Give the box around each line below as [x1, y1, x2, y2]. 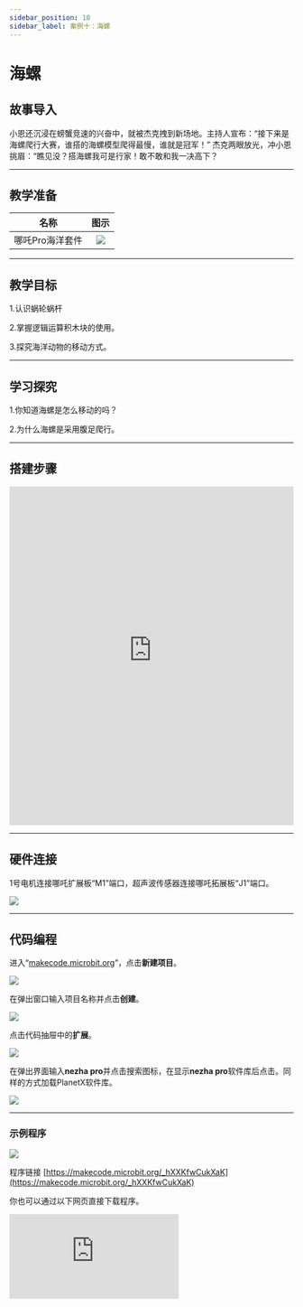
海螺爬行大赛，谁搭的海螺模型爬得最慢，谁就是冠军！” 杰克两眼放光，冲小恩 [9, 139, 292, 150]
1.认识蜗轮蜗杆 [9, 303, 63, 314]
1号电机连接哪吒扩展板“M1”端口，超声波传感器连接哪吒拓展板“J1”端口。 [9, 877, 274, 888]
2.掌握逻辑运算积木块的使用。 [9, 322, 120, 333]
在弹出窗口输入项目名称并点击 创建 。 [9, 994, 144, 1004]
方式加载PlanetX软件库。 [24, 1077, 117, 1088]
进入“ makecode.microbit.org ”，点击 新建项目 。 [9, 957, 182, 968]
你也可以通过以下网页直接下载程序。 [9, 1195, 144, 1206]
